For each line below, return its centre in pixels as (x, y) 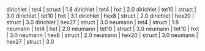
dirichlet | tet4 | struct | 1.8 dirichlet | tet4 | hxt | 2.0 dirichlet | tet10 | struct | (102, 9)
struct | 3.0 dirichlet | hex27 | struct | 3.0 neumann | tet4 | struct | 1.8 (93, 22)
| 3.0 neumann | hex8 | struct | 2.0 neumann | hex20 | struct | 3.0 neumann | (102, 35)
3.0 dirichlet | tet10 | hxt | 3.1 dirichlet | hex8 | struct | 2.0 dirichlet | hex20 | (100, 16)
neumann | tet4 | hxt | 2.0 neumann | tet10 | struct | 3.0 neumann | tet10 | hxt (103, 29)
